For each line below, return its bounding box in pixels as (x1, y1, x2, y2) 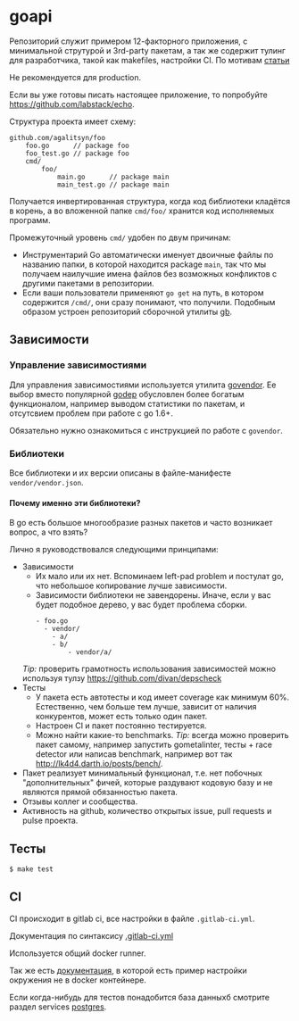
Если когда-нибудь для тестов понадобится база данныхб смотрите (9, 992, 270, 1002)
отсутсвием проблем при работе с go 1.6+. (9, 408, 174, 419)
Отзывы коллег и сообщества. (21, 796, 138, 807)
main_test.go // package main (56, 180, 170, 189)
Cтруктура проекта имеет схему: (9, 116, 137, 127)
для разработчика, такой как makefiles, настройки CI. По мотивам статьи (9, 54, 290, 65)
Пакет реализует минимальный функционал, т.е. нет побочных (21, 768, 263, 778)
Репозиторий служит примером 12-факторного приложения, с (9, 36, 248, 46)
